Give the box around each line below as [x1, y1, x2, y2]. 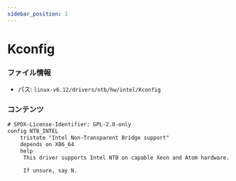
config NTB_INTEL [7, 128, 59, 135]
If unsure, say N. [23, 167, 78, 174]
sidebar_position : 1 [7, 10, 69, 18]
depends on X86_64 [20, 141, 74, 148]
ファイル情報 [7, 67, 52, 77]
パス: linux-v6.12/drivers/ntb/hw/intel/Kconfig [17, 85, 162, 94]
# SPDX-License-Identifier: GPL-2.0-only [7, 121, 132, 128]
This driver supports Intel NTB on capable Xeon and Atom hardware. [23, 154, 230, 161]
